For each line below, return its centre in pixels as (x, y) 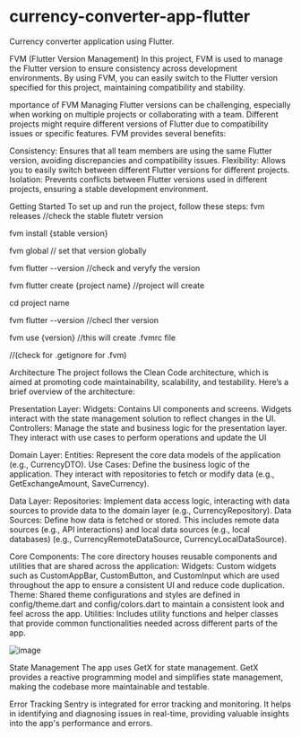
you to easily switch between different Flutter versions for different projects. (150, 170)
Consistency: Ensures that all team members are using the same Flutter (141, 151)
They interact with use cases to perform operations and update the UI (138, 437)
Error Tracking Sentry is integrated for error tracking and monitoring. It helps (150, 704)
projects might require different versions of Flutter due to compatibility (139, 124)
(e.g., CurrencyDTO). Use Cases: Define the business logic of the (130, 464)
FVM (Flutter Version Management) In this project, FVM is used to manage (146, 58)
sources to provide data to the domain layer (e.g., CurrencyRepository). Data (150, 510)
